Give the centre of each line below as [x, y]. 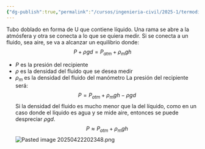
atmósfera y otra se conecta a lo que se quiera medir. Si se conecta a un [97, 36]
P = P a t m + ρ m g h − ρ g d [107, 96]
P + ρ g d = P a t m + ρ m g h [103, 52]
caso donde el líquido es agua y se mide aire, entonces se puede [97, 113]
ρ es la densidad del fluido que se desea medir [74, 71]
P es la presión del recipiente [52, 65]
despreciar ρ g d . [35, 119]
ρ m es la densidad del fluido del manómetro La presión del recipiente [102, 78]
